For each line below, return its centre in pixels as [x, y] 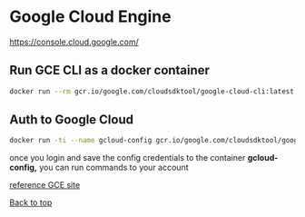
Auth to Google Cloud [72, 120]
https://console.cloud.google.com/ [74, 42]
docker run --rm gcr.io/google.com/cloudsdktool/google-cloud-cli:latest [152, 91]
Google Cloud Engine [90, 17]
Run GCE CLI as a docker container [110, 70]
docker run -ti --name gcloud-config [81, 141]
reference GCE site [45, 185]
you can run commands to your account [114, 168]
